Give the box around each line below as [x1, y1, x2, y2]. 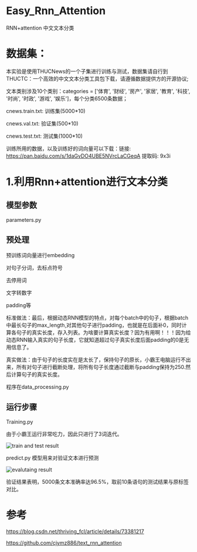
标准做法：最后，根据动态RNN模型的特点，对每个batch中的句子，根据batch [6, 314, 189, 321]
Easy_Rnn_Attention [6, 4, 106, 18]
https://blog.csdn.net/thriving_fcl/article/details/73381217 [6, 528, 145, 535]
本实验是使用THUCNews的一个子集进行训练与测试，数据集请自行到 [6, 68, 168, 75]
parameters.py [6, 216, 42, 223]
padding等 [6, 301, 31, 308]
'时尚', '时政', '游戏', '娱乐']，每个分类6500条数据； [6, 95, 128, 102]
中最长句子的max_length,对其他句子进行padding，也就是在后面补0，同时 [6, 321, 182, 328]
